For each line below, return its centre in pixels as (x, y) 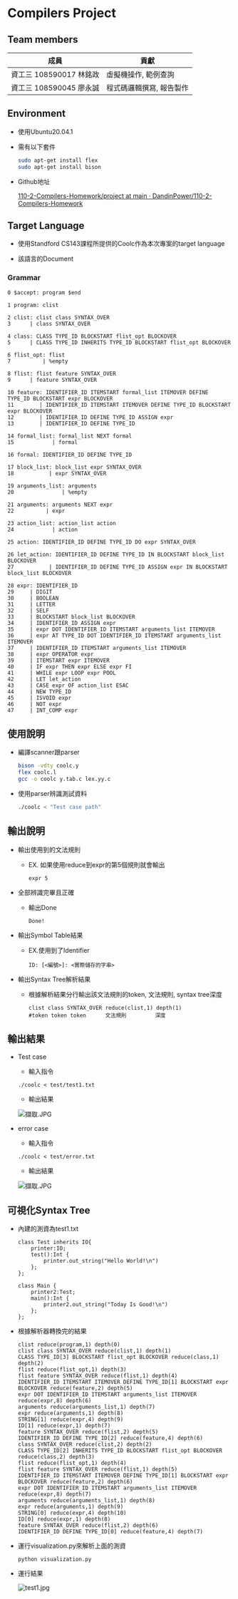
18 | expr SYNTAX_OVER (57, 473)
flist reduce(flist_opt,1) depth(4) (72, 1463)
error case (33, 1128)
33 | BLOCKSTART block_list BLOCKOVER (71, 617)
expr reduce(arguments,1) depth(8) (71, 1413)
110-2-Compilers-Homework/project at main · (84, 196)
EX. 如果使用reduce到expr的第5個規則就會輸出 (97, 864)
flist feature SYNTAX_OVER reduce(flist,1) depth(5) (98, 1469)
